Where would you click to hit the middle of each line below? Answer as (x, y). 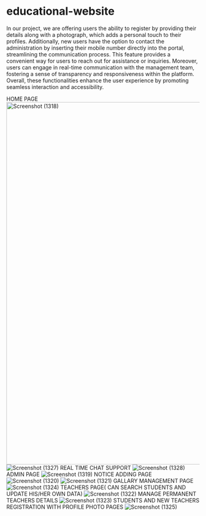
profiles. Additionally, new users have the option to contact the (85, 41)
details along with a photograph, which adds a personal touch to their (94, 34)
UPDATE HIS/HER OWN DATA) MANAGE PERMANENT (101, 494)
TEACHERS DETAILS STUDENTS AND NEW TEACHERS (103, 500)
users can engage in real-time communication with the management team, (101, 67)
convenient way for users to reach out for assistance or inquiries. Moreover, (102, 61)
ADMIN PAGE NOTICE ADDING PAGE (79, 474)
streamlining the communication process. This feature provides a (88, 54)
